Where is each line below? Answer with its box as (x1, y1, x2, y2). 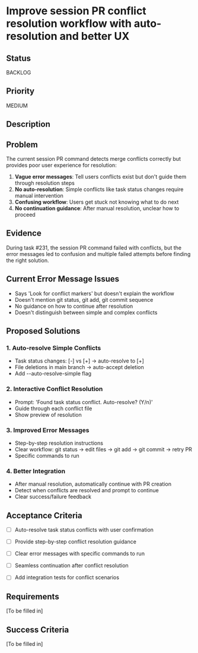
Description (6, 119, 50, 129)
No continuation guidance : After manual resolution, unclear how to (14, 205, 180, 212)
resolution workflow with (6, 17, 132, 30)
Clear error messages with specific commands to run (14, 550, 145, 557)
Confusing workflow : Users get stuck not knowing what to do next (14, 198, 179, 206)
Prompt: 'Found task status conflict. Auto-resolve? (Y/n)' (14, 398, 153, 405)
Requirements (6, 591, 59, 602)
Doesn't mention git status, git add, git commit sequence (14, 296, 154, 303)
